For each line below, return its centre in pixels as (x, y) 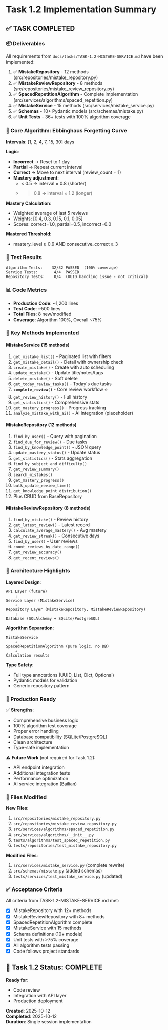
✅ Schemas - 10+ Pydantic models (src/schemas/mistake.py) (78, 111)
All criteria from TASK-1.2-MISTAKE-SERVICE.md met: (62, 901)
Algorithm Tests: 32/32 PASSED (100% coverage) (62, 268)
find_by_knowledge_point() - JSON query (57, 447)
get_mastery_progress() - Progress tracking (60, 408)
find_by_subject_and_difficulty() (50, 464)
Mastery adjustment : (36, 178)
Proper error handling (36, 731)
